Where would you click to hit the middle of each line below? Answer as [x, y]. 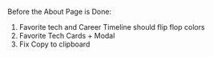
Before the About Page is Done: [60, 12]
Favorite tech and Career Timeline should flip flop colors [112, 27]
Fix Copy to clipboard [54, 44]
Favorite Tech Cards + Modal [67, 36]
